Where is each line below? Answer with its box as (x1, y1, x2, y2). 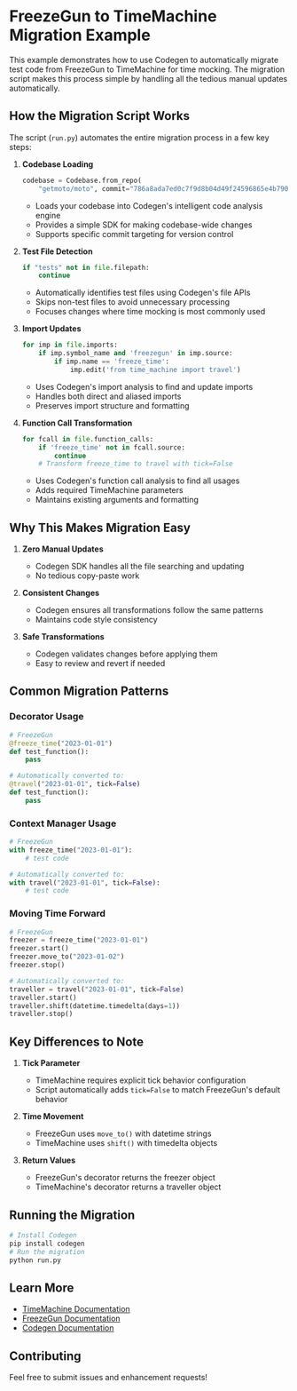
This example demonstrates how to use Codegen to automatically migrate (9, 54, 279, 65)
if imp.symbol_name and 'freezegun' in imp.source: (38, 349, 233, 358)
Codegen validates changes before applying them (35, 648, 219, 659)
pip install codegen (9, 1239, 86, 1248)
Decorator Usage (9, 711, 84, 723)
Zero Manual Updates (21, 544, 104, 554)
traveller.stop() (9, 1010, 74, 1019)
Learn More (9, 1280, 74, 1295)
